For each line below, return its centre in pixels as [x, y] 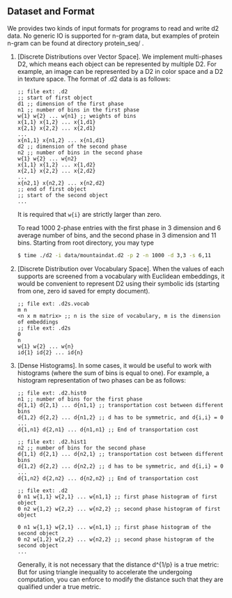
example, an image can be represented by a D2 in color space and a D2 [120, 71]
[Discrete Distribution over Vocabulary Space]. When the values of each [121, 268]
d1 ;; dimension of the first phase [70, 104]
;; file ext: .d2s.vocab [53, 304]
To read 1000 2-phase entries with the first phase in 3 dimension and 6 [119, 228]
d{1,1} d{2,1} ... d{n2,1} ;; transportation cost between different [121, 454]
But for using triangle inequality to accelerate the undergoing [105, 572]
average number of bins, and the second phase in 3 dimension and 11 [117, 235]
